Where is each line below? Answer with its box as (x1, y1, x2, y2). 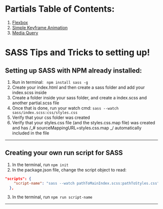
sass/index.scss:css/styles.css (12, 110, 78, 115)
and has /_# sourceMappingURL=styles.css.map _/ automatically (12, 125, 142, 131)
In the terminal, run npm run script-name (12, 194, 93, 200)
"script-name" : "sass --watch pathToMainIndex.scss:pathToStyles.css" (14, 181, 160, 186)
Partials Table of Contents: (5, 3, 115, 15)
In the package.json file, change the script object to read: (12, 167, 127, 172)
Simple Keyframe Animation (12, 24, 68, 30)
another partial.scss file (12, 100, 60, 106)
